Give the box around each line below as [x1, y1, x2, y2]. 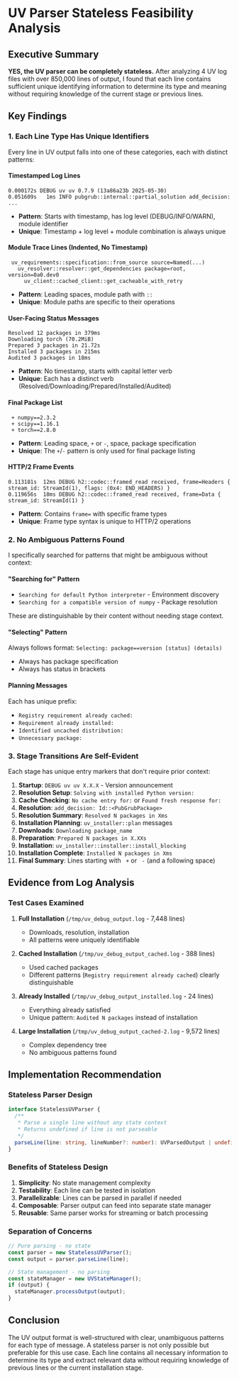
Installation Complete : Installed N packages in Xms [18, 848, 173, 857]
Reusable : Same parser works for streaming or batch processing [18, 1208, 209, 1217]
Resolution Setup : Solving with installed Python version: [18, 788, 194, 797]
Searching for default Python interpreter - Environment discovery [18, 590, 219, 599]
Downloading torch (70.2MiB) [8, 336, 94, 343]
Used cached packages [28, 963, 99, 971]
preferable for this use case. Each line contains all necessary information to [8, 1348, 228, 1356]
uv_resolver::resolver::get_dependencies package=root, [17, 265, 187, 272]
